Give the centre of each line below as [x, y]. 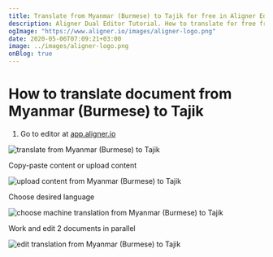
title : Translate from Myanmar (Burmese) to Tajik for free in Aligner [132, 16]
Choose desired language [52, 197]
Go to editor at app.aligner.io [68, 133]
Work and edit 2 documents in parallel [72, 228]
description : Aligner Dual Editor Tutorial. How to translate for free [132, 24]
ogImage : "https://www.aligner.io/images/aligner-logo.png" [113, 31]
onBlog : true [30, 54]
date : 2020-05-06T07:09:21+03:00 [65, 39]
